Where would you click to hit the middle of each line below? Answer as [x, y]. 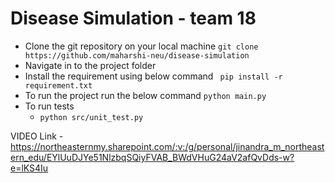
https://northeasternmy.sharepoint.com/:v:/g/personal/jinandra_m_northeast [167, 146]
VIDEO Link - [37, 136]
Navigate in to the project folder [90, 65]
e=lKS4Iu [29, 168]
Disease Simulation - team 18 [133, 18]
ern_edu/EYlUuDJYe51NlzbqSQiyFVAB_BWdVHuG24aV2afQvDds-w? [152, 157]
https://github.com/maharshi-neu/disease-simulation [137, 55]
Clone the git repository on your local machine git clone [141, 46]
